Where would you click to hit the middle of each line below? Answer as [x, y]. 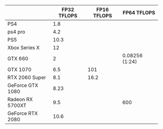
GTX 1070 [19, 69]
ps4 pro [16, 32]
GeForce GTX [23, 85]
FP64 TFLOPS [139, 13]
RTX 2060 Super [27, 77]
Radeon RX [20, 99]
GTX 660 [18, 59]
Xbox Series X [24, 47]
